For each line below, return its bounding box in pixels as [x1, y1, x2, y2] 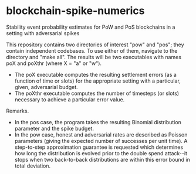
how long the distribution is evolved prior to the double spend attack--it [14, 149, 188, 156]
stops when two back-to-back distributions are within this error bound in [14, 156, 191, 163]
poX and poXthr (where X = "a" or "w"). [6, 60, 102, 67]
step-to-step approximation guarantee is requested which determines [14, 144, 184, 151]
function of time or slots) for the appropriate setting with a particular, [14, 77, 181, 84]
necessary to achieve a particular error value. [14, 95, 125, 103]
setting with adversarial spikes [6, 29, 80, 36]
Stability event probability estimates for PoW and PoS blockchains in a [6, 23, 175, 30]
